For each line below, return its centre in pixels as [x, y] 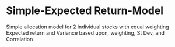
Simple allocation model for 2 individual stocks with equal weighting [87, 27]
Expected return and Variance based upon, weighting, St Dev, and [85, 32]
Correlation [20, 39]
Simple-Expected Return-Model [85, 11]
